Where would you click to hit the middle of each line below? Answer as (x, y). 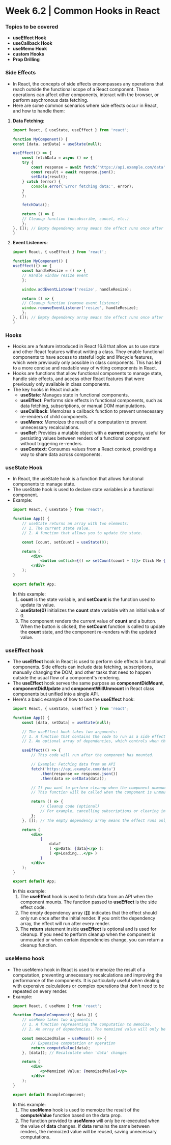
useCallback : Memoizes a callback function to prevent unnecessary (92, 411)
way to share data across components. (61, 454)
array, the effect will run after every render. (65, 924)
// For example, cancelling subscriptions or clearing (99, 811)
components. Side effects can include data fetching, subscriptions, (83, 667)
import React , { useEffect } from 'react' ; (60, 252)
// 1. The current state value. (56, 528)
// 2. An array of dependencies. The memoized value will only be (94, 1029)
